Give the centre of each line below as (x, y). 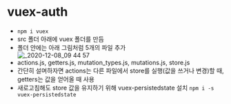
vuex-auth (38, 12)
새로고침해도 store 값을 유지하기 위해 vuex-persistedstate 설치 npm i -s (115, 88)
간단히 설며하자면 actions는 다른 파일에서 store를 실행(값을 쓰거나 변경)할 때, (120, 70)
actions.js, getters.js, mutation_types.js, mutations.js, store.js (103, 62)
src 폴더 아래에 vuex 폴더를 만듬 (61, 39)
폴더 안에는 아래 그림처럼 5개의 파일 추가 (71, 47)
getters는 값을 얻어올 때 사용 (56, 79)
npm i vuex (33, 31)
